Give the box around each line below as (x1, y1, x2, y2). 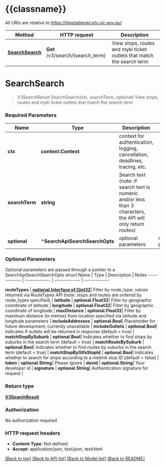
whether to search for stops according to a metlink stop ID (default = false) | (5, 355, 159, 361)
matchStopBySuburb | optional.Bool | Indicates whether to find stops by (5, 334, 152, 340)
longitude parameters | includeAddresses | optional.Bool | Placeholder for (5, 318, 156, 324)
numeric (119, 190, 138, 197)
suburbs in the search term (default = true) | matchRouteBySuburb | (5, 339, 144, 345)
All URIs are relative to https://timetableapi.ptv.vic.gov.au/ (5, 20, 122, 26)
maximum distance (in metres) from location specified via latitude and (5, 313, 146, 319)
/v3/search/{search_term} (46, 52, 106, 59)
